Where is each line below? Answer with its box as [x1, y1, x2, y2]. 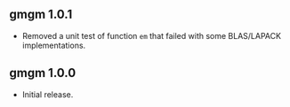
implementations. [21, 40, 86, 50]
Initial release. [21, 88, 74, 100]
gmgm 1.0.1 [9, 7, 73, 22]
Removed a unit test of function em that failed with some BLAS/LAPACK [21, 30, 282, 41]
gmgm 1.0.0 [9, 65, 77, 80]
